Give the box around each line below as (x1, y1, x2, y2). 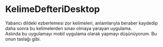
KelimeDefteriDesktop (5, 3, 100, 15)
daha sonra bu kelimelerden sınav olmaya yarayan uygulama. (5, 25, 132, 31)
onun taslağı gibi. (5, 36, 41, 42)
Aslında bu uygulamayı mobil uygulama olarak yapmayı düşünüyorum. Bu (5, 30, 157, 36)
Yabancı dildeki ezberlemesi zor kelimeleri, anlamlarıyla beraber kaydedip (5, 20, 158, 26)
